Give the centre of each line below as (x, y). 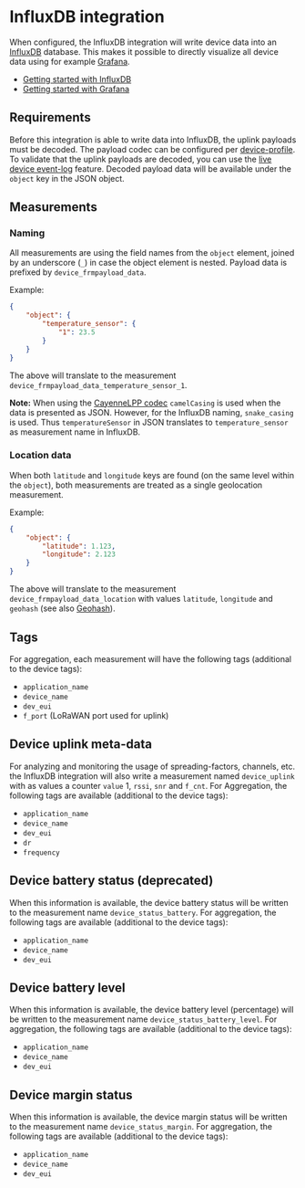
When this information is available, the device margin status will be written (148, 1117)
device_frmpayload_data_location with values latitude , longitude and (141, 599)
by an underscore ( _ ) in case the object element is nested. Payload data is (148, 263)
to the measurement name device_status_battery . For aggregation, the (143, 912)
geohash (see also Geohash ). (62, 608)
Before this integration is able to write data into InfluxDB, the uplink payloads (153, 140)
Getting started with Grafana (76, 89)
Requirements (50, 117)
